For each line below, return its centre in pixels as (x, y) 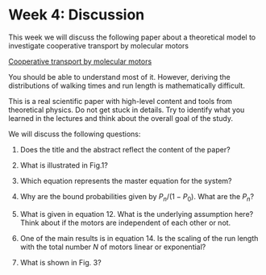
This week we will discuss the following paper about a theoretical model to (132, 37)
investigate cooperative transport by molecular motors (99, 45)
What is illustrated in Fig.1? (64, 165)
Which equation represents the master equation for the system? (126, 181)
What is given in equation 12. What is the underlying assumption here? (137, 214)
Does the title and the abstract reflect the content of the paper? (125, 149)
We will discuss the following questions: (75, 134)
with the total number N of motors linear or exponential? (113, 247)
